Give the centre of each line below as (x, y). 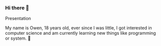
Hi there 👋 (17, 8)
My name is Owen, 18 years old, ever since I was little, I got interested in (79, 28)
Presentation (18, 19)
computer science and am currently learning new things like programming (80, 33)
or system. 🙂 (18, 38)
